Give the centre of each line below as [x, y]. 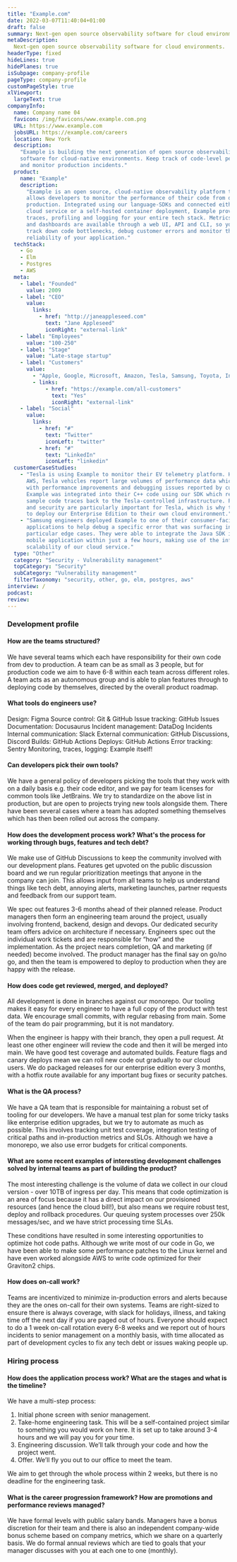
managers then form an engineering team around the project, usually [108, 917]
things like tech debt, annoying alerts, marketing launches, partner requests [117, 888]
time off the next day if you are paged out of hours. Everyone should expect [117, 1320]
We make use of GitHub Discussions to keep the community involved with [115, 858]
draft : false [26, 27]
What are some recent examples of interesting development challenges [114, 1161]
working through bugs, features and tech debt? [78, 842]
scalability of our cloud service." [80, 547]
